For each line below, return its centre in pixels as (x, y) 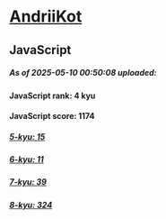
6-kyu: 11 (27, 160)
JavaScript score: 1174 (52, 116)
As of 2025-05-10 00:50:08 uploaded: (83, 73)
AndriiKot (46, 17)
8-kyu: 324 (31, 205)
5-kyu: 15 (27, 136)
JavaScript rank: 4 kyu (52, 96)
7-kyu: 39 (28, 182)
